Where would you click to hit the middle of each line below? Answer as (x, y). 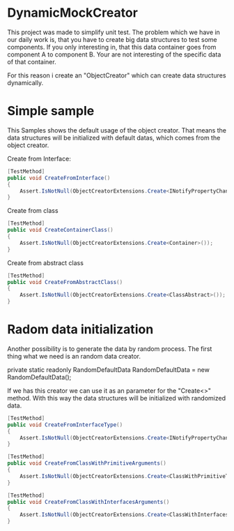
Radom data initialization (80, 330)
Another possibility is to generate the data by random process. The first (110, 349)
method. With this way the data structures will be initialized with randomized (117, 398)
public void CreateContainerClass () (60, 230)
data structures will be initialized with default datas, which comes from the (114, 137)
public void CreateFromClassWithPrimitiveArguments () (87, 463)
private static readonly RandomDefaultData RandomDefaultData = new (109, 369)
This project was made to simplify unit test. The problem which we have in (114, 32)
